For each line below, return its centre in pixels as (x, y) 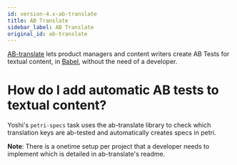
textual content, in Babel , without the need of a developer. (92, 62)
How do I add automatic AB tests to (113, 90)
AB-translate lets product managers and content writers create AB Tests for (118, 54)
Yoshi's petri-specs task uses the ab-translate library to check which (109, 125)
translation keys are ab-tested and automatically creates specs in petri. (112, 133)
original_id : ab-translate (47, 34)
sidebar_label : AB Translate (51, 27)
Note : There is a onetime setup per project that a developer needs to (109, 147)
